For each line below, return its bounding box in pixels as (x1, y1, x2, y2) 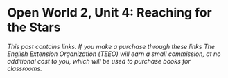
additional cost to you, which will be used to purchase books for (7, 57, 191, 65)
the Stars (7, 19, 61, 35)
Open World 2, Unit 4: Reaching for (7, 5, 213, 21)
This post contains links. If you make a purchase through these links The (7, 42, 216, 50)
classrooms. (7, 64, 43, 72)
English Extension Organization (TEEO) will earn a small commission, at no (7, 50, 221, 58)
